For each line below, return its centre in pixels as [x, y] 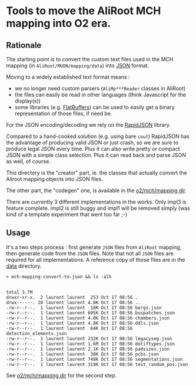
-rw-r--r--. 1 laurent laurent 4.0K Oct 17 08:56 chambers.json [88, 318]
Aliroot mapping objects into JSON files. [54, 179]
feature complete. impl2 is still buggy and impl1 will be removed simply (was [98, 208]
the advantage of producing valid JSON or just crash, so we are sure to [92, 142]
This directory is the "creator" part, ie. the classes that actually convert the [97, 173]
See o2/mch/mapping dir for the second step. [62, 375]
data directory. [24, 266]
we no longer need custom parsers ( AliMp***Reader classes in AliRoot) [100, 88]
